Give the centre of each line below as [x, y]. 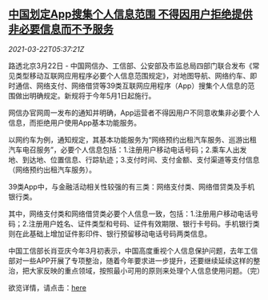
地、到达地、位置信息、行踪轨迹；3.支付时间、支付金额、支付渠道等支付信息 [134, 159]
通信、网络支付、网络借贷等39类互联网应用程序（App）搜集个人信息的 [131, 86]
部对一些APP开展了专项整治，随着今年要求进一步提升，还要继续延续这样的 [131, 260]
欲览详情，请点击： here [47, 287]
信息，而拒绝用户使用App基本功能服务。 [75, 122]
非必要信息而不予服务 [61, 29]
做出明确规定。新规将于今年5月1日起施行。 [85, 95]
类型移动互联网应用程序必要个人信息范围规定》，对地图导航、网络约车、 [132, 75]
